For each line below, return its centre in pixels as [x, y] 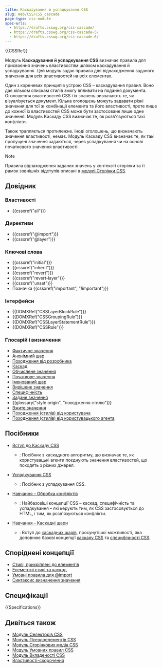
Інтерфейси [20, 301]
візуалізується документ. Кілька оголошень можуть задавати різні [74, 101]
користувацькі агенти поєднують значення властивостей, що [83, 460]
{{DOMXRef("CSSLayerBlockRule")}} [49, 312]
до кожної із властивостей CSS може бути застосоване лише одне [75, 111]
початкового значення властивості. [42, 147]
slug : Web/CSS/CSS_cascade [32, 14]
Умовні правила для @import [42, 575]
